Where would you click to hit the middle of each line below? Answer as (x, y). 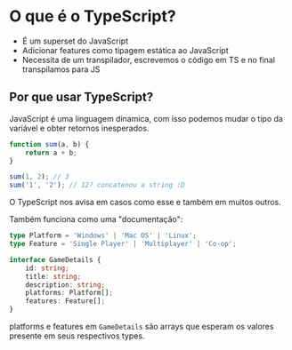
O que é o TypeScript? (93, 16)
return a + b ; (51, 153)
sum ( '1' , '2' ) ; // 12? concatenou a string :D (97, 185)
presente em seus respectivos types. (77, 336)
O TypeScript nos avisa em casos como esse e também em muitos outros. (146, 203)
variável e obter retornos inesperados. (79, 128)
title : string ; (53, 276)
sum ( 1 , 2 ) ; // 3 (39, 177)
